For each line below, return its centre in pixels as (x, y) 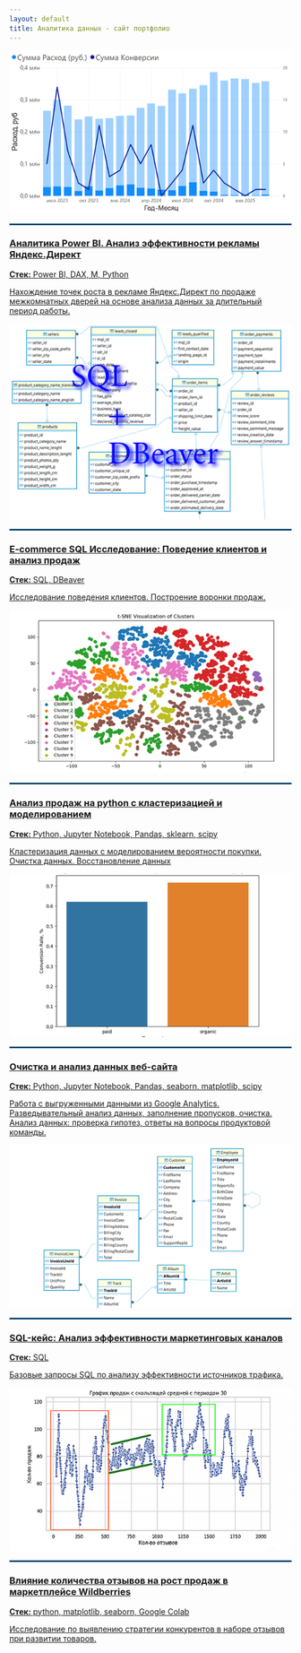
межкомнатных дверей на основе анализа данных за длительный (136, 301)
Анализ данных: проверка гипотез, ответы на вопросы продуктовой (140, 1123)
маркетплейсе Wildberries (70, 1592)
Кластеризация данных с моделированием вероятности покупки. (135, 851)
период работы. (40, 310)
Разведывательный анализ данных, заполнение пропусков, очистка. (141, 1113)
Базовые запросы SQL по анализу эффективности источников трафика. (146, 1375)
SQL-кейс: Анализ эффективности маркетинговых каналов (146, 1338)
